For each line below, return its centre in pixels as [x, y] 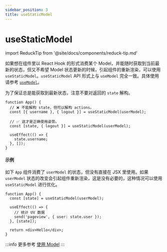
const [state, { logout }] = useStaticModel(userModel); [70, 126]
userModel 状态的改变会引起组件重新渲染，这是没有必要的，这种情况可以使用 [84, 178]
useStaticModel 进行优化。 [32, 184]
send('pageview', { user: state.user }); [58, 217]
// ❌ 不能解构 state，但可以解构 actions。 [52, 108]
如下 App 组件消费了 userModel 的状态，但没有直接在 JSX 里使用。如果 [77, 172]
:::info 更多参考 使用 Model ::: [35, 244]
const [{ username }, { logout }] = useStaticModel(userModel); [78, 112]
